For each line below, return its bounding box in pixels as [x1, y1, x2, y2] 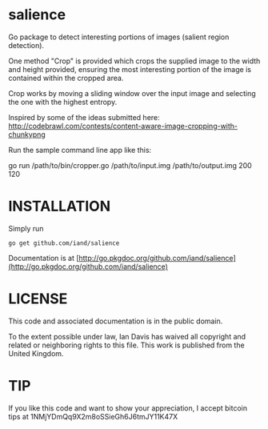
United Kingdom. [8, 348, 64, 358]
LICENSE [8, 290, 68, 308]
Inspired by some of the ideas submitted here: [8, 112, 160, 122]
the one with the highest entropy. [8, 97, 118, 106]
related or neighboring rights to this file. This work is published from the [8, 340, 246, 350]
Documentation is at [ [8, 253, 79, 263]
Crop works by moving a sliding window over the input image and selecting [8, 88, 256, 98]
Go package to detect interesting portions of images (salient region [8, 32, 230, 42]
